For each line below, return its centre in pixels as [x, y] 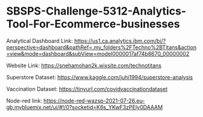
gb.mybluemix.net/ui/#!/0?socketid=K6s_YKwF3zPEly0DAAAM [85, 107]
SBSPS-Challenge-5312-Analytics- [96, 11]
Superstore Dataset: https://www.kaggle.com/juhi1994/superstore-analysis [100, 77]
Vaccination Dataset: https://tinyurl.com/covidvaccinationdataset [87, 89]
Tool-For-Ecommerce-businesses [93, 24]
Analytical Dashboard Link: [40, 41]
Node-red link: [24, 101]
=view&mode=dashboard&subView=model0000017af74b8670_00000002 [98, 53]
